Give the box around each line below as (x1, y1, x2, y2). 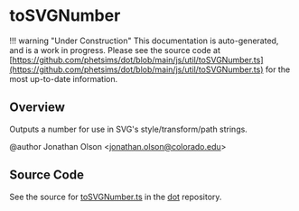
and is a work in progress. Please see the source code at (9, 44, 221, 55)
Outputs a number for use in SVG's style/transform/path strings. (9, 124, 248, 134)
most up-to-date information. (9, 73, 118, 84)
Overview (9, 100, 66, 115)
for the (265, 64, 291, 75)
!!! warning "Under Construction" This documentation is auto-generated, (9, 35, 279, 46)
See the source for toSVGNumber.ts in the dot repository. (9, 191, 222, 202)
